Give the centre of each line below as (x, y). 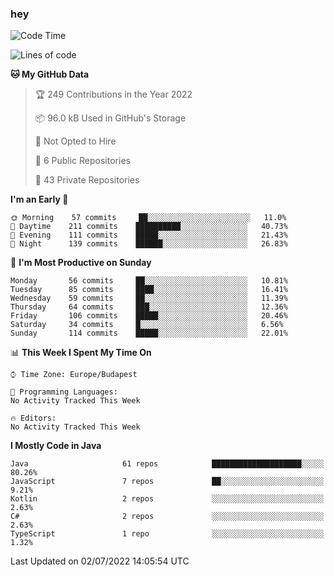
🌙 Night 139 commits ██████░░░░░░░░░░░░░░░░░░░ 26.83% (149, 244)
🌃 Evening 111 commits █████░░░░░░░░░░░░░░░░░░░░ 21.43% (149, 235)
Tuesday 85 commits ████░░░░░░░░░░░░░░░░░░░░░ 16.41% (149, 290)
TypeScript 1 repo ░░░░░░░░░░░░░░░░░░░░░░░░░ (167, 534)
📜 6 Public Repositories (82, 161)
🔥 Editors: (33, 418)
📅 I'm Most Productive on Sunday (81, 263)
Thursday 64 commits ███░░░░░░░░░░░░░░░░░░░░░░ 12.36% (149, 307)
